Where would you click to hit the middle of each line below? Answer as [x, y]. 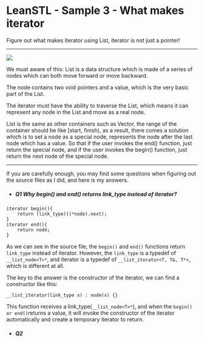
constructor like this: [32, 284]
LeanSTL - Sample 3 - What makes [95, 11]
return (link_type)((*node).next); [62, 214]
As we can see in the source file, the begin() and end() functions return [96, 246]
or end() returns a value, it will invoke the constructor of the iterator [90, 313]
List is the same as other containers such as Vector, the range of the [92, 124]
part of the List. [25, 94]
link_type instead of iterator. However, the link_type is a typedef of [91, 253]
